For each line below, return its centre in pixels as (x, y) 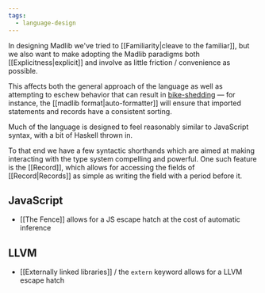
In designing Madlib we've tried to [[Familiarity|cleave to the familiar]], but (129, 45)
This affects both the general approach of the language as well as (116, 86)
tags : (17, 15)
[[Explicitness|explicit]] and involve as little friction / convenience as (119, 62)
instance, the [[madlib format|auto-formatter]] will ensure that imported (125, 103)
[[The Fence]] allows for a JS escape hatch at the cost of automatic (130, 219)
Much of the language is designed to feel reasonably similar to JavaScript (129, 127)
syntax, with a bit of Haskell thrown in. (71, 135)
